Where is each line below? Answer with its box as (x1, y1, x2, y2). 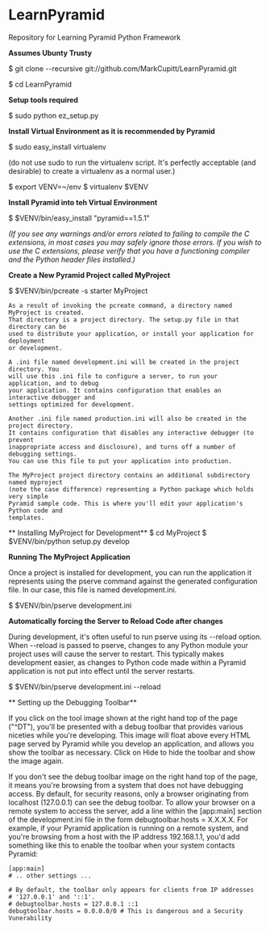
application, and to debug (8, 379, 99, 387)
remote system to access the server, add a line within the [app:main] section (8, 806, 262, 815)
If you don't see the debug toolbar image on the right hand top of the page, (8, 772, 258, 781)
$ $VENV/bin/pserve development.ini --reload (8, 681, 161, 692)
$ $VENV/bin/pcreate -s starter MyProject (8, 285, 148, 296)
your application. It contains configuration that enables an (8, 386, 222, 394)
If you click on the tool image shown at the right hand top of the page (8, 713, 238, 722)
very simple (8, 492, 48, 500)
